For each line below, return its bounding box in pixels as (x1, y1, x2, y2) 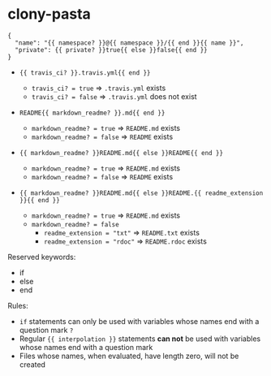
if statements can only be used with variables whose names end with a (19, 316, 260, 326)
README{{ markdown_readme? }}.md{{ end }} (19, 109, 166, 117)
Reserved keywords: (7, 252, 76, 261)
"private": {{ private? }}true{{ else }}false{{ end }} (15, 45, 208, 54)
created (19, 359, 46, 370)
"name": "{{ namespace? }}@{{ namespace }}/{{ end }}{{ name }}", (15, 38, 244, 47)
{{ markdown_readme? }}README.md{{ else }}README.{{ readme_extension (19, 188, 264, 197)
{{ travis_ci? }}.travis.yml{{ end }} (19, 68, 151, 77)
